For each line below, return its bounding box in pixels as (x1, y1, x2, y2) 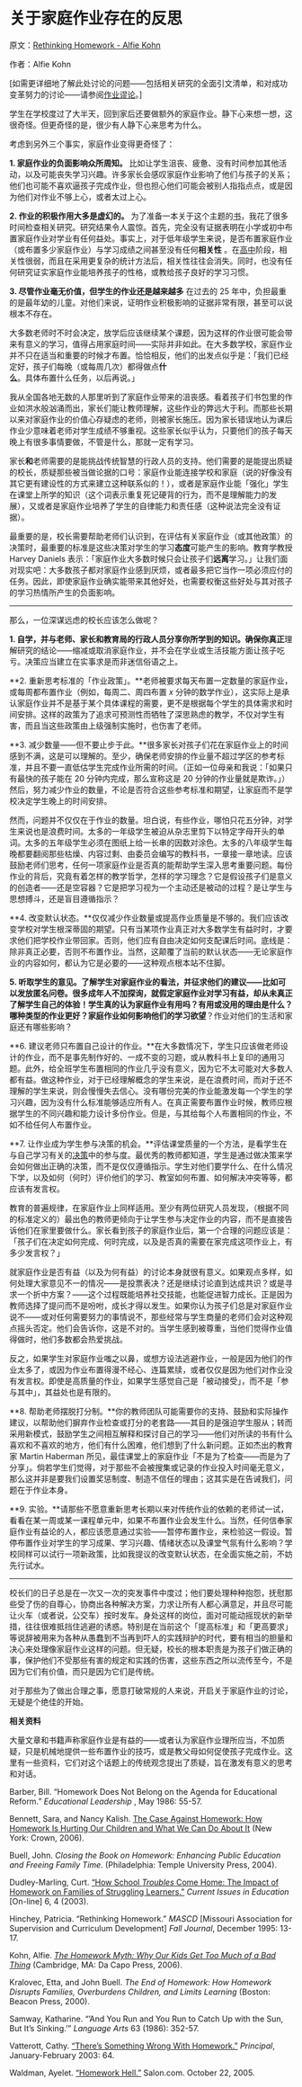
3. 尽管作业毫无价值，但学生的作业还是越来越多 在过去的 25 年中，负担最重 (9, 285, 287, 297)
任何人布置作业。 (32, 1119, 96, 1129)
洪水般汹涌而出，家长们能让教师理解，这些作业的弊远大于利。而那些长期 (24, 402, 293, 414)
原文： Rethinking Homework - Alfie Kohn (9, 40, 161, 50)
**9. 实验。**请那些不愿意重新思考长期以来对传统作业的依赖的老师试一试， (9, 1503, 289, 1514)
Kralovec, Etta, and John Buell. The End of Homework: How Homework (9, 1976, 272, 1987)
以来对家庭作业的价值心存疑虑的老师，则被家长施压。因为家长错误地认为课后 (9, 414, 293, 424)
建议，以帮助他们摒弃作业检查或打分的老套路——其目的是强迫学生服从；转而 (9, 1417, 293, 1428)
